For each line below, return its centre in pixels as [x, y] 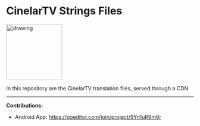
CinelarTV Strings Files [64, 11]
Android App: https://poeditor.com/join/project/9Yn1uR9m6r [88, 116]
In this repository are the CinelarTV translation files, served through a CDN [97, 88]
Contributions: [25, 105]
